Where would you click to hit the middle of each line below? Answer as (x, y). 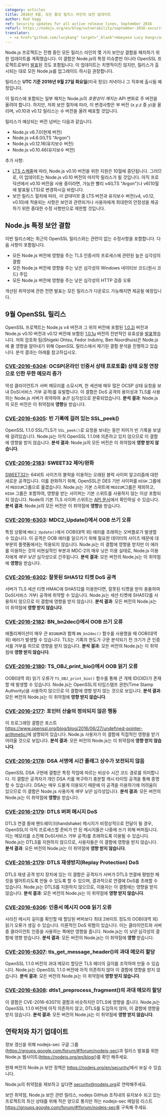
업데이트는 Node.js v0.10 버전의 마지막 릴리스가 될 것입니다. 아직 (87, 177)
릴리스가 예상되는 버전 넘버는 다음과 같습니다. (49, 121)
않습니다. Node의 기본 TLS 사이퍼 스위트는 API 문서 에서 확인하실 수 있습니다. (85, 500)
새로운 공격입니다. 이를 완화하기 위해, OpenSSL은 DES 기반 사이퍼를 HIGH (76, 481)
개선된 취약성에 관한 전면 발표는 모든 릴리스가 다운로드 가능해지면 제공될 (75, 291)
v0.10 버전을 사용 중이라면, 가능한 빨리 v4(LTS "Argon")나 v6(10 (92, 183)
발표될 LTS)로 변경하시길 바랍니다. (51, 189)
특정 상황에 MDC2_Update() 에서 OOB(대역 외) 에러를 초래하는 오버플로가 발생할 (81, 532)
